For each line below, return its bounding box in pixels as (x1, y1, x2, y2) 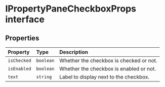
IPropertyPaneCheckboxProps (5, 3, 137, 15)
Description (59, 49, 89, 55)
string (36, 74, 52, 79)
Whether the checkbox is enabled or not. (59, 65, 156, 72)
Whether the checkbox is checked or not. (59, 57, 158, 64)
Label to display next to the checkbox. (59, 73, 150, 80)
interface (5, 14, 45, 25)
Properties (5, 34, 39, 42)
